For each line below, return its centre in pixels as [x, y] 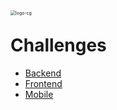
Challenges [58, 45]
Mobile [39, 94]
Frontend [43, 83]
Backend [43, 73]
